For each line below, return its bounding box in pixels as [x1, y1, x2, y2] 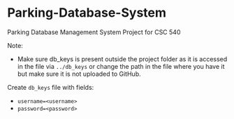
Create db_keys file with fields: [7, 83, 94, 91]
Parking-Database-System [7, 5, 166, 21]
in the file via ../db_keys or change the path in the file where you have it [17, 62, 225, 70]
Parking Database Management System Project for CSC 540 [7, 28, 181, 36]
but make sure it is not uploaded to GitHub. [17, 70, 141, 78]
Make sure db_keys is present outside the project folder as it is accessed [17, 54, 228, 63]
